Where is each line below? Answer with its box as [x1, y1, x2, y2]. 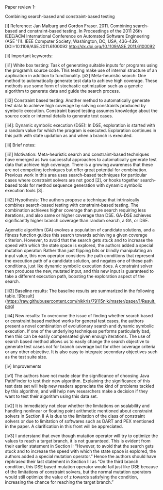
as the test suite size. [5, 354, 48, 359]
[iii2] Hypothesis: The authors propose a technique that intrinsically [5, 197, 140, 203]
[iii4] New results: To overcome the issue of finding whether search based [5, 313, 153, 318]
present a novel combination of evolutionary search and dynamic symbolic [5, 323, 154, 329]
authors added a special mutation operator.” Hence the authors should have [5, 454, 157, 459]
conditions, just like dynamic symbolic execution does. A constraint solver [5, 263, 153, 269]
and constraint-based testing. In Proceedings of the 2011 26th [18, 28, 142, 33]
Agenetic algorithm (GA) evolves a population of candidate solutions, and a [5, 227, 155, 232]
